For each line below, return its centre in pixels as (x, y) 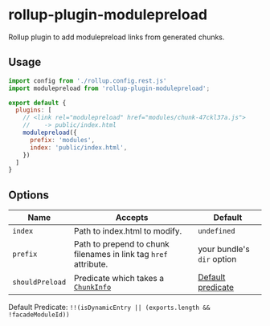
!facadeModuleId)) (39, 315)
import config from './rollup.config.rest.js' (88, 81)
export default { (37, 103)
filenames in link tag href (121, 255)
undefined (217, 231)
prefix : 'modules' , (62, 140)
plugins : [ (34, 110)
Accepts (132, 218)
